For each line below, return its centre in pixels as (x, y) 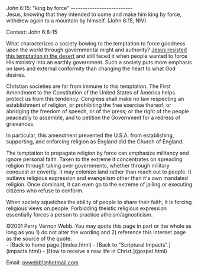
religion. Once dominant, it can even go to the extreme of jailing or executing (99, 184)
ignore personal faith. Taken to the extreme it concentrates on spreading (94, 159)
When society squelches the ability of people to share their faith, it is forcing (99, 202)
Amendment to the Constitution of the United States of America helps (91, 92)
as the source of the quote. (39, 238)
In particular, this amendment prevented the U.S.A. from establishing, (90, 135)
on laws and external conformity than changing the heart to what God (91, 68)
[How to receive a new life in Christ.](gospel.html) (107, 251)
